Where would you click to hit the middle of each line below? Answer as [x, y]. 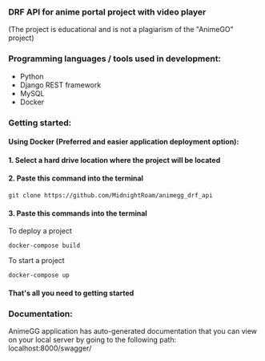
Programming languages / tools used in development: [115, 59]
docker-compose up [39, 275]
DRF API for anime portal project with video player [107, 12]
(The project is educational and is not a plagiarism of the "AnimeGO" [121, 30]
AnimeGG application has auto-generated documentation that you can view [133, 331]
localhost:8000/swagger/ [50, 348]
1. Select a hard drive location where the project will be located [114, 160]
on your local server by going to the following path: [92, 340]
